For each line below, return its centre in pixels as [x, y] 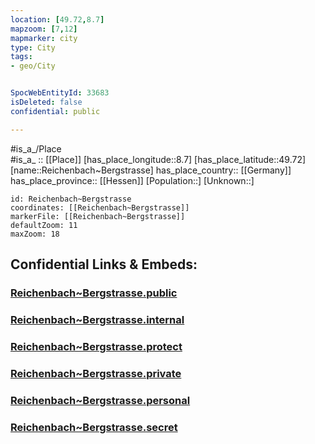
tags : [21, 57]
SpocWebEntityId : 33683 [60, 93]
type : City [33, 47]
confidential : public [55, 111]
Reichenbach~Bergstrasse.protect [96, 346]
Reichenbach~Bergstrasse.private [96, 373]
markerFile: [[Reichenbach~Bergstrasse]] [98, 216]
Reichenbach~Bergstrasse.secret [94, 427]
